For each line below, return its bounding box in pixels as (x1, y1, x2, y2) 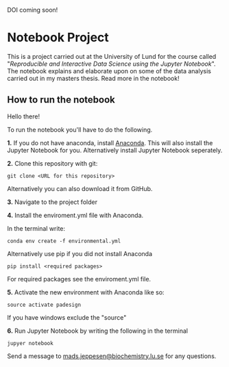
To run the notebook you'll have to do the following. (7, 125, 153, 134)
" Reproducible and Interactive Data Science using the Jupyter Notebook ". (7, 60, 216, 68)
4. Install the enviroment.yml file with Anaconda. (7, 211, 144, 219)
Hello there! (7, 112, 40, 121)
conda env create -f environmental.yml (7, 238, 121, 244)
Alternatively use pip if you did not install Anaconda (7, 249, 153, 257)
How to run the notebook (7, 94, 115, 105)
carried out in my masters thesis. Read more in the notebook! (7, 74, 180, 82)
